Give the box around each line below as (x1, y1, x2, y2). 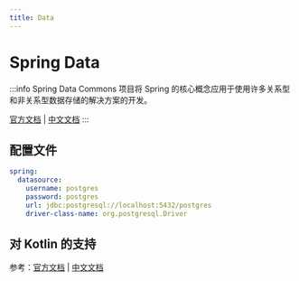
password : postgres (25, 192, 99, 201)
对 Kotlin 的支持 (9, 237, 97, 252)
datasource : (17, 175, 63, 185)
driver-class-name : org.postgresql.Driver (25, 209, 188, 218)
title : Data (9, 13, 54, 23)
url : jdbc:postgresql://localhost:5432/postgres (25, 201, 212, 210)
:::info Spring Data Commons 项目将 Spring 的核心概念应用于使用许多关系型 (9, 83, 291, 94)
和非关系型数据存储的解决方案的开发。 (9, 94, 152, 105)
